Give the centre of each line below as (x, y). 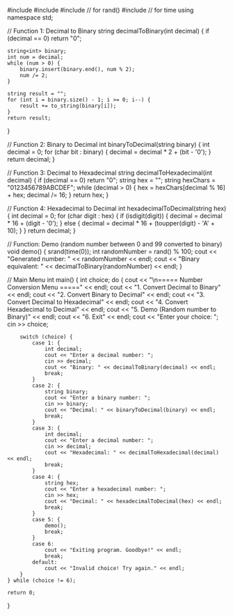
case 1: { (46, 343)
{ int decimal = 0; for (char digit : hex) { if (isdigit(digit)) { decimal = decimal (115, 216)
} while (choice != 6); (42, 581)
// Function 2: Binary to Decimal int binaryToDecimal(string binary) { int (109, 144)
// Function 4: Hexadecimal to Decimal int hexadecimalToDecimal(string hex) (117, 208)
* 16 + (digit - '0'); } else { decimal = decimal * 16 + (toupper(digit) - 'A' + (111, 223)
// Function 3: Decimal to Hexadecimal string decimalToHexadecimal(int (110, 173)
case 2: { (46, 386)
